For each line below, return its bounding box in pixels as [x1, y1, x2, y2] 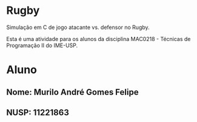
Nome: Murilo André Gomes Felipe [6, 87, 139, 97]
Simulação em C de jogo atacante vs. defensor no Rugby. [6, 24, 150, 31]
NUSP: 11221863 [6, 107, 70, 118]
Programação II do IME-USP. [6, 42, 78, 49]
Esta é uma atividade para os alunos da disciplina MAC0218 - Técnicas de [6, 35, 191, 42]
